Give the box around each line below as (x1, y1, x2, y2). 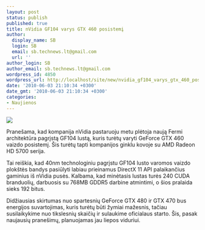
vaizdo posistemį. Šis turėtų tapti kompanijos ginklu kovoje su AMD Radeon (6, 141, 195, 148)
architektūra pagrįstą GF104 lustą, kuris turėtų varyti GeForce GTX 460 (6, 134, 184, 142)
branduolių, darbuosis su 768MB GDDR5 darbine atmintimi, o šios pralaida (6, 178, 193, 186)
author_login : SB (6, 60, 51, 66)
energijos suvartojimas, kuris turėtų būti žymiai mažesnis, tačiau (6, 203, 168, 210)
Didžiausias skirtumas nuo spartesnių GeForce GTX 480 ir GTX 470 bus (6, 196, 187, 204)
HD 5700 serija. (6, 147, 46, 154)
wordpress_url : (6, 77, 45, 83)
